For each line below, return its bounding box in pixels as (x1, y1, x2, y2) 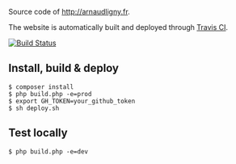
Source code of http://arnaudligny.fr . (8, 7, 131, 16)
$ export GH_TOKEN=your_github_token (8, 97, 136, 105)
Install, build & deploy (8, 61, 120, 75)
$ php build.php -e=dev (8, 147, 89, 156)
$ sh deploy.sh (8, 104, 60, 112)
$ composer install (8, 82, 74, 91)
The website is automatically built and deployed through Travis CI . (8, 23, 229, 32)
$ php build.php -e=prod (8, 90, 92, 98)
